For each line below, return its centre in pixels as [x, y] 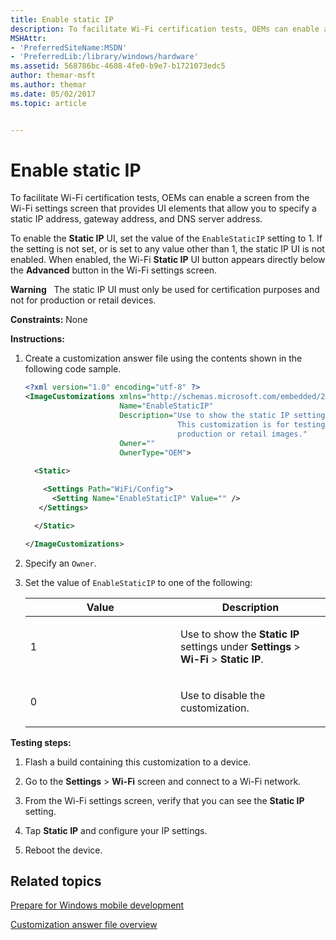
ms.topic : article [48, 103]
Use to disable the [222, 695]
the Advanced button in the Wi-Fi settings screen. [114, 270]
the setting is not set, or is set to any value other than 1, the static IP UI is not [167, 249]
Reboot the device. [63, 850]
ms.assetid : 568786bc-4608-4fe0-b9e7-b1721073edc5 [118, 66]
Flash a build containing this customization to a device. [138, 762]
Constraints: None [49, 320]
